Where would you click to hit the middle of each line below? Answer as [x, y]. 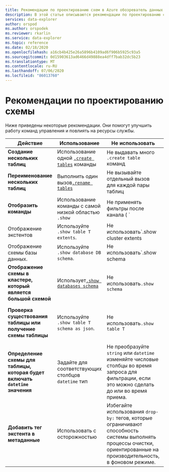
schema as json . [76, 328]
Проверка [20, 310]
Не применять [124, 202]
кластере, [20, 280]
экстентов [20, 235]
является [19, 292]
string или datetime [131, 353]
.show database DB [79, 252]
